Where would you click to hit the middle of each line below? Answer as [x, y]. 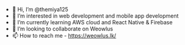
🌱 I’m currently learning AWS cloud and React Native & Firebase [92, 22]
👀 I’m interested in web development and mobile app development [95, 16]
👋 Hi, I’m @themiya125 [40, 9]
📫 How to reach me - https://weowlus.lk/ [64, 36]
